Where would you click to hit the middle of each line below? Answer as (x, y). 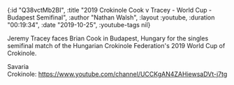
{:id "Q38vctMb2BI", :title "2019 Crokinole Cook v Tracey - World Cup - (110, 10)
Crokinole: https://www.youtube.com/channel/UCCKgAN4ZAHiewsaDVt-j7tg (117, 74)
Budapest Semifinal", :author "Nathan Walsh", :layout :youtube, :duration (111, 17)
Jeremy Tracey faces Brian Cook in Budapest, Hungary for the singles (108, 38)
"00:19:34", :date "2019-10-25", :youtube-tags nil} (79, 25)
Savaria (18, 67)
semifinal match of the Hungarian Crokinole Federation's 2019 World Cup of (116, 46)
